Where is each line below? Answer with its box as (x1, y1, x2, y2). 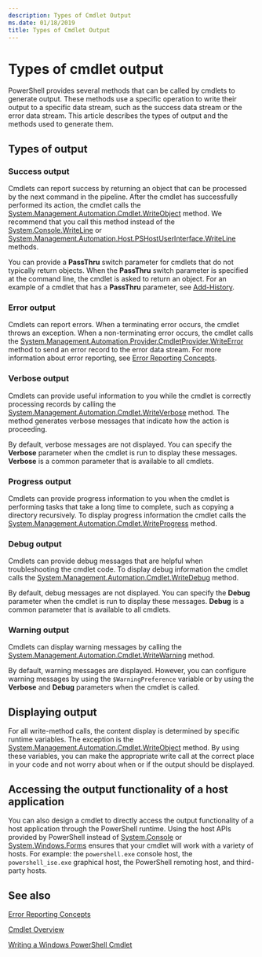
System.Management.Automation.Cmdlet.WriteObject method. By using (8, 743, 240, 753)
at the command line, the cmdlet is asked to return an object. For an (8, 274, 227, 283)
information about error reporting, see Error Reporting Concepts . (8, 353, 217, 363)
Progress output (8, 476, 72, 487)
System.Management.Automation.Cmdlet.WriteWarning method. (8, 650, 216, 661)
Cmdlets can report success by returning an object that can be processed (8, 184, 247, 193)
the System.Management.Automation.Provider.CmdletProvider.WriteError (8, 337, 244, 346)
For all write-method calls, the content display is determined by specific (8, 727, 240, 736)
